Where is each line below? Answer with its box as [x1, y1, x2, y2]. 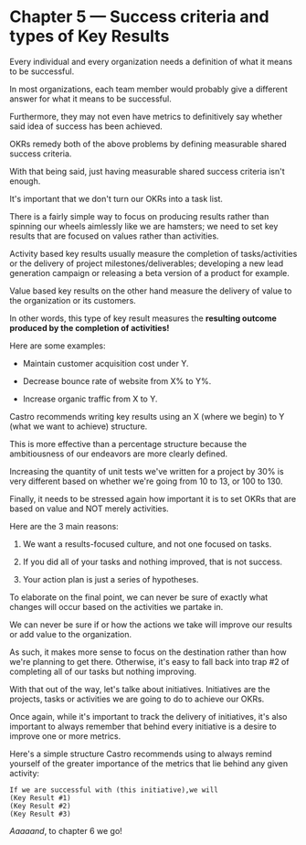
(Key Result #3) [9, 809, 71, 818]
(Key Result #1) [9, 793, 71, 802]
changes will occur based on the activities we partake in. [9, 601, 224, 612]
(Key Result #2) [9, 801, 71, 810]
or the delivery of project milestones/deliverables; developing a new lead [9, 258, 284, 269]
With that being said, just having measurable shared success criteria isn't [9, 166, 285, 176]
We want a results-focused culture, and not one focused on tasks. [22, 538, 272, 550]
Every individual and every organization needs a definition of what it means [9, 56, 293, 67]
